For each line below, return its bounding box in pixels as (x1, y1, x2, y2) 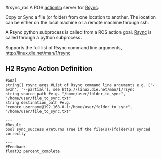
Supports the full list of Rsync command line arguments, (5, 45, 123, 50)
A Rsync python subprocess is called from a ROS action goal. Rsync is (5, 29, 152, 35)
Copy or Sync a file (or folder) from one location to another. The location (5, 14, 156, 20)
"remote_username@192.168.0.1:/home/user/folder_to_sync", (5, 104, 133, 109)
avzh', (5, 87, 19, 92)
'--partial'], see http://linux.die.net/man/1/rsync (21, 87, 135, 92)
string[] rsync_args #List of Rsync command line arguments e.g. (5, 82, 146, 88)
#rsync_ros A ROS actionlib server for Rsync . (5, 5, 100, 10)
